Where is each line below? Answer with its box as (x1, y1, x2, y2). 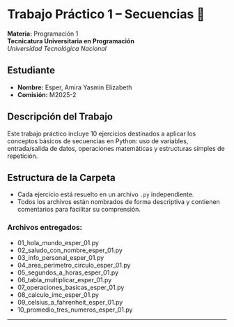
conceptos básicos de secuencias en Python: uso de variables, (7, 136, 189, 145)
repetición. (7, 152, 38, 160)
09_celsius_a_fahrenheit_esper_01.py (17, 298, 123, 306)
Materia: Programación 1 (7, 29, 79, 38)
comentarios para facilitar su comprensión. (17, 205, 141, 214)
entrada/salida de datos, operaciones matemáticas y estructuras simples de (7, 144, 225, 152)
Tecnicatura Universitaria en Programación (7, 36, 134, 45)
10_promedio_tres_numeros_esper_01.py (17, 305, 133, 314)
